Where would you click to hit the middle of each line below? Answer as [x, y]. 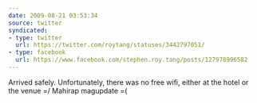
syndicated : [28, 30]
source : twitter [35, 23]
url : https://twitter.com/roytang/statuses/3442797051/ [110, 45]
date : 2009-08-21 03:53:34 [53, 15]
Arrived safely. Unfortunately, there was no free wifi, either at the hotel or [128, 82]
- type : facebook [37, 52]
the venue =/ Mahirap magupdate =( [68, 90]
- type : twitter [35, 38]
